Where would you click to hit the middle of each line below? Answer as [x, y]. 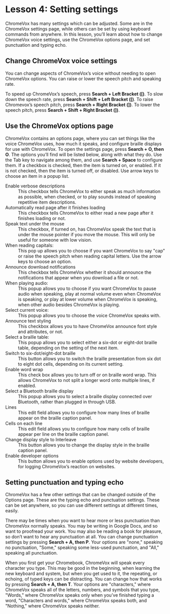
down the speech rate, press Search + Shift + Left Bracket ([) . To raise [79, 99]
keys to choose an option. [45, 261]
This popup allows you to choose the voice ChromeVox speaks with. [89, 315]
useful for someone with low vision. [55, 240]
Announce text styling [28, 320]
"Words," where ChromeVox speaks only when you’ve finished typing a [80, 595]
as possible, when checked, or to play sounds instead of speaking [87, 197]
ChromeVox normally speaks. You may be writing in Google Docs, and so [82, 526]
